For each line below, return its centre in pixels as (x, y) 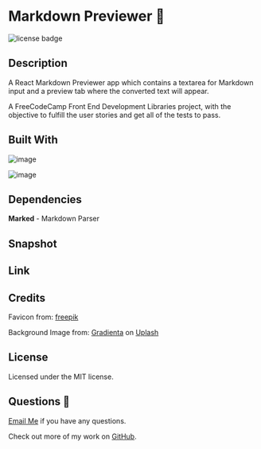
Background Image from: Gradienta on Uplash (84, 332)
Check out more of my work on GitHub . (72, 436)
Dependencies (45, 199)
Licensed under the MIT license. (61, 377)
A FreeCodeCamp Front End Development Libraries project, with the (120, 106)
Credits (27, 298)
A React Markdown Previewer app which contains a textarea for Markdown (131, 82)
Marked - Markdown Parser (54, 219)
